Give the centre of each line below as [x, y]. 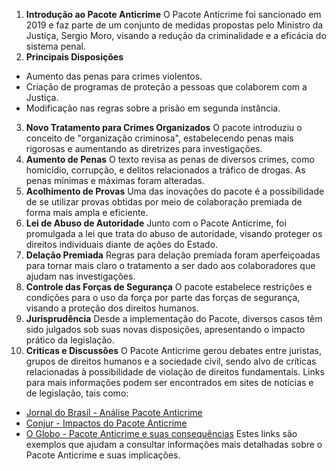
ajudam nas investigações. [80, 276]
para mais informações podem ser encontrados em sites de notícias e [169, 382]
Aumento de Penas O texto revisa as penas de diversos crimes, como [170, 159]
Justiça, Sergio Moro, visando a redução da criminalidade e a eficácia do [176, 35]
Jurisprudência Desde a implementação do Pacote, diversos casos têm [174, 318]
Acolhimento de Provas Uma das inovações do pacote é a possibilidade [175, 191]
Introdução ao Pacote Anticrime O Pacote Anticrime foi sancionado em [173, 14]
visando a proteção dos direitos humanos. [112, 308]
